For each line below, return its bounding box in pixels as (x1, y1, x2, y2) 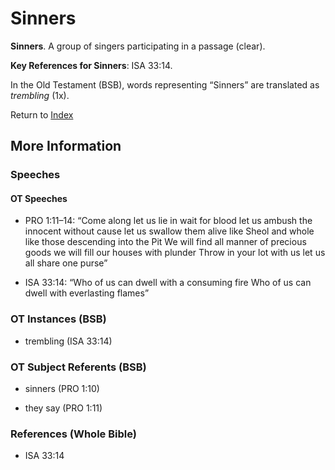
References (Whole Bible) (10, 427, 137, 441)
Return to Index (10, 108, 74, 121)
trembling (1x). (10, 89, 70, 101)
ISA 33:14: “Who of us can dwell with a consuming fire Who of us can (24, 277, 312, 289)
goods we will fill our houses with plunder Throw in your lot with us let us (24, 247, 326, 259)
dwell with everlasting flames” (24, 287, 150, 299)
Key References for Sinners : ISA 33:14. (10, 59, 173, 71)
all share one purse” (24, 257, 108, 269)
